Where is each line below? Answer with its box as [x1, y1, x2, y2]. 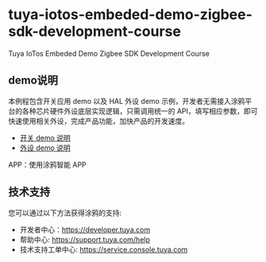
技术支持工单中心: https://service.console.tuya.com [19, 245, 188, 254]
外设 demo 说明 [19, 143, 71, 152]
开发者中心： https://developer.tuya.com [19, 225, 151, 234]
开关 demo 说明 [19, 133, 71, 142]
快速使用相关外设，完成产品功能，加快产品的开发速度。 [8, 116, 189, 125]
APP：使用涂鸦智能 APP [8, 160, 87, 169]
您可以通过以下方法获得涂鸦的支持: [8, 208, 122, 218]
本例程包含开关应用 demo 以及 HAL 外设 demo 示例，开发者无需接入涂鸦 [8, 96, 245, 106]
